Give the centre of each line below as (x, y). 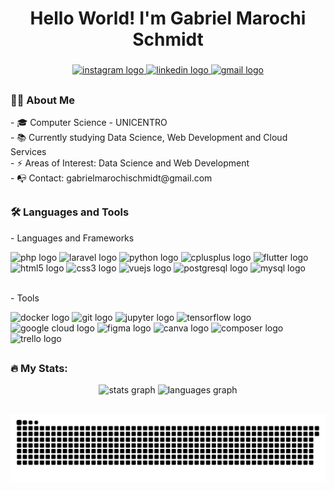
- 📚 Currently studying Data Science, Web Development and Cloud (149, 137)
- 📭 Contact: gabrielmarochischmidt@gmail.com (111, 178)
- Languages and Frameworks (72, 238)
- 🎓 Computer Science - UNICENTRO (89, 122)
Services (28, 151)
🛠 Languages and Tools (70, 212)
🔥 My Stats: (39, 369)
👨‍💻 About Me (42, 100)
